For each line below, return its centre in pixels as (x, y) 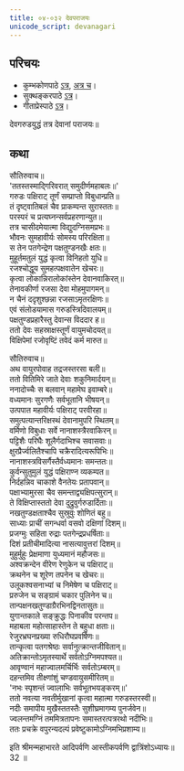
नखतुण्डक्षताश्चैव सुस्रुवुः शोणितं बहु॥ (60, 513)
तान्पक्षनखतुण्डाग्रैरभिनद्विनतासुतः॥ (56, 605)
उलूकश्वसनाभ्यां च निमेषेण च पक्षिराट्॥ (63, 585)
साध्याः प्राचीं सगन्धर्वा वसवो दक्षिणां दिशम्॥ (68, 523)
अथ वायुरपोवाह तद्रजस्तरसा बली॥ (57, 369)
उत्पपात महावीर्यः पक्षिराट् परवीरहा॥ (58, 410)
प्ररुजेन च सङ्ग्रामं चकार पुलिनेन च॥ (61, 595)
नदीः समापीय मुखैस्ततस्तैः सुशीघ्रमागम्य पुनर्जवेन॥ (78, 709)
